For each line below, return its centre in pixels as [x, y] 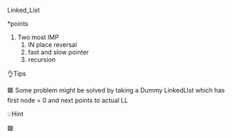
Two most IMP [38, 37]
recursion [42, 60]
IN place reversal [52, 44]
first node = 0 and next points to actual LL [68, 100]
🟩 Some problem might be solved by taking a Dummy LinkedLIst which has [116, 90]
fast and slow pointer [58, 52]
